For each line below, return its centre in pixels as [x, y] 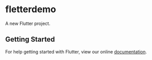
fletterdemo [31, 9]
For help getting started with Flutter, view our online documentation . [76, 51]
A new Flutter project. [28, 23]
